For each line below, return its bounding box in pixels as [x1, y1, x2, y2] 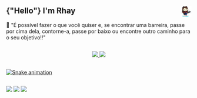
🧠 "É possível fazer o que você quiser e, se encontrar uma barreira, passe [6, 21, 185, 28]
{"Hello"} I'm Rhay [6, 6, 76, 16]
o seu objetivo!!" [6, 33, 46, 41]
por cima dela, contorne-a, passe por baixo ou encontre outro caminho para [6, 28, 191, 35]
